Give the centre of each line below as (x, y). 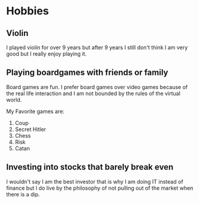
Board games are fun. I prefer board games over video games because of (97, 87)
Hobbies (28, 11)
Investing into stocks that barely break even (90, 167)
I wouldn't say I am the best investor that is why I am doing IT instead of (95, 181)
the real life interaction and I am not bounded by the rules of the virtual (94, 93)
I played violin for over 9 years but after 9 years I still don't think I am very (97, 47)
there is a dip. (23, 194)
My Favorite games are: (35, 111)
